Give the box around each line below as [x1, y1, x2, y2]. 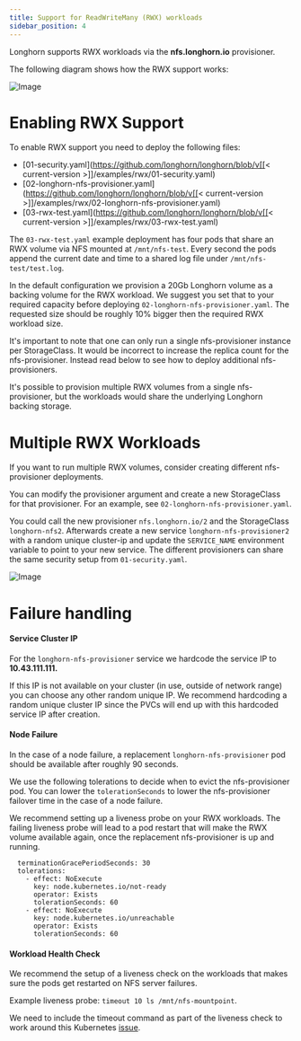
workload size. [9, 318, 64, 329]
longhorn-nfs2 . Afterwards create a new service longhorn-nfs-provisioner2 [9, 525, 290, 536]
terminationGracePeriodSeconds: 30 [17, 859, 151, 868]
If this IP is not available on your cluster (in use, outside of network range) [9, 680, 283, 691]
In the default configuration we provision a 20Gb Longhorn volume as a [9, 280, 274, 291]
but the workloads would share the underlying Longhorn [54, 392, 263, 402]
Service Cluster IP [9, 633, 78, 644]
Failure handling [9, 603, 132, 623]
